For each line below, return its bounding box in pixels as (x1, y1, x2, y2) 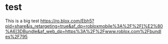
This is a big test (5, 18, 39, 24)
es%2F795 (5, 34, 28, 40)
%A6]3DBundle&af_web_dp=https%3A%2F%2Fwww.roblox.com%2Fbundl (5, 28, 162, 34)
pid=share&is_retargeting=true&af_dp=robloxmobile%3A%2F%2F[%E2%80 (5, 23, 163, 29)
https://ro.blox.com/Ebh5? (40, 18, 95, 24)
